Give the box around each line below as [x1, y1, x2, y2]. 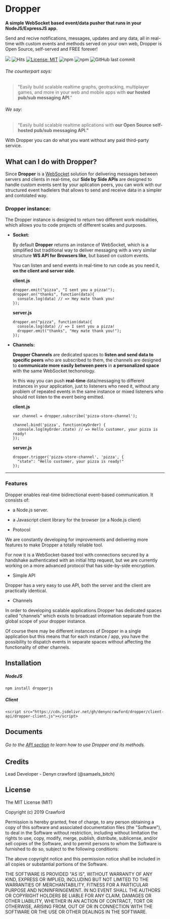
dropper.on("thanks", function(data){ [12, 292, 95, 297]
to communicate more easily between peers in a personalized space [12, 362, 159, 369]
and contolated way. [5, 193, 48, 199]
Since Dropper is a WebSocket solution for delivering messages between [5, 171, 158, 177]
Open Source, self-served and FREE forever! [5, 46, 98, 52]
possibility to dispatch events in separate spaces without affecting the [5, 638, 151, 645]
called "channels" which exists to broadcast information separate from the [5, 612, 160, 619]
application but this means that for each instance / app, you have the [5, 633, 149, 639]
